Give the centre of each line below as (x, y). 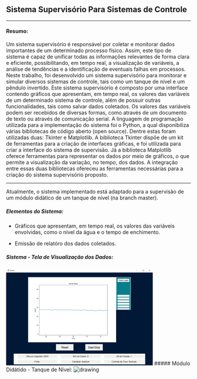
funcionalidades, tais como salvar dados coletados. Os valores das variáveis (98, 106)
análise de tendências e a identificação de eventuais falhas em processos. (96, 69)
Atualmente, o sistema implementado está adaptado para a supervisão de (95, 192)
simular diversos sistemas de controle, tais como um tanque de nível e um (96, 82)
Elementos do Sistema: (35, 211)
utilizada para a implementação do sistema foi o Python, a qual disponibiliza (98, 125)
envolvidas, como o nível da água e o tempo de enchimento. (87, 232)
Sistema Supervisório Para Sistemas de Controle (97, 10)
